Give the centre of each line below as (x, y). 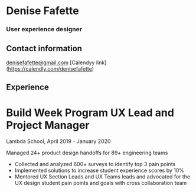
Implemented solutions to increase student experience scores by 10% (99, 171)
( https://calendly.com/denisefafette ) (50, 68)
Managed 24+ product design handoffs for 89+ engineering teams (87, 153)
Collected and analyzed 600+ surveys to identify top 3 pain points (95, 164)
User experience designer (44, 29)
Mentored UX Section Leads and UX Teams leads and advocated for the (102, 177)
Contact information (44, 48)
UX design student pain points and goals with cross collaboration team (101, 183)
